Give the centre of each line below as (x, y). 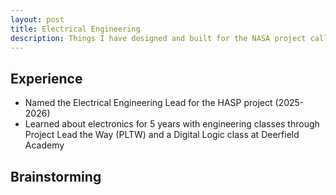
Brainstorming (56, 176)
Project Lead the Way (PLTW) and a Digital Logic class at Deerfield (162, 135)
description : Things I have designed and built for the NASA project (158, 38)
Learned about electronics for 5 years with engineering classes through (172, 124)
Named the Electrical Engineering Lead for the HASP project (148, 103)
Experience (46, 78)
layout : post (37, 19)
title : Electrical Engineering (75, 29)
